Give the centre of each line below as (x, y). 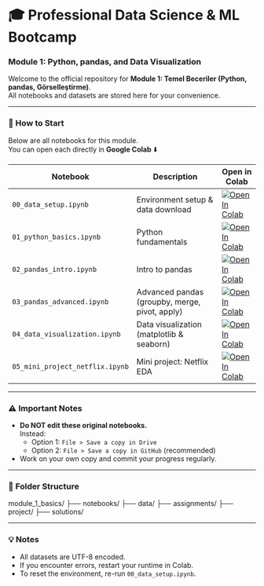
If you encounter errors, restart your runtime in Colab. (106, 565)
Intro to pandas (164, 269)
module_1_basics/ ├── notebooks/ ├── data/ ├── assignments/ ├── (121, 504)
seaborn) (153, 344)
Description (175, 176)
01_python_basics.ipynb (57, 237)
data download (164, 209)
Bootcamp (42, 37)
